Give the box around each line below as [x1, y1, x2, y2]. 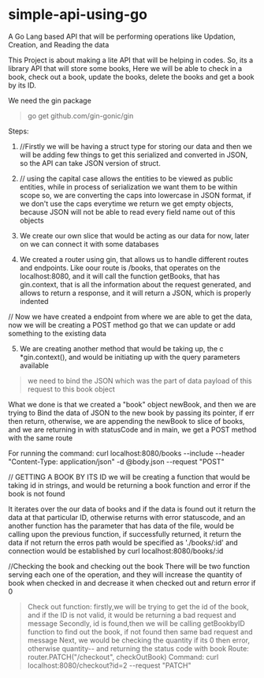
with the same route [8, 433, 73, 443]
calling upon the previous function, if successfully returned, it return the [8, 529, 242, 538]
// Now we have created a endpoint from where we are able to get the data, [8, 312, 253, 321]
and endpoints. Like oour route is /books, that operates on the [19, 263, 221, 272]
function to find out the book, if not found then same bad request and [27, 627, 254, 636]
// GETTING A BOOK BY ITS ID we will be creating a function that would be [8, 472, 251, 481]
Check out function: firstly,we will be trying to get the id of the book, [27, 601, 250, 611]
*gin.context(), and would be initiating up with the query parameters [19, 352, 240, 361]
